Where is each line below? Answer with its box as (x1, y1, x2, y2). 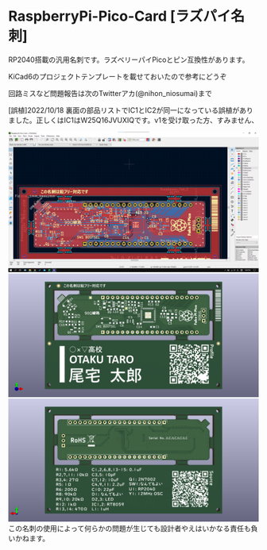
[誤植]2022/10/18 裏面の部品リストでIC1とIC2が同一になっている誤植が (8, 105, 240, 115)
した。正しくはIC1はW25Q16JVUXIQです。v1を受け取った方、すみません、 (14, 115, 259, 125)
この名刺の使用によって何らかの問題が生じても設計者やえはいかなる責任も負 (8, 523, 258, 533)
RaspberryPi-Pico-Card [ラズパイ (8, 7, 231, 25)
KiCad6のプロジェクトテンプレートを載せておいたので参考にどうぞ (8, 71, 227, 81)
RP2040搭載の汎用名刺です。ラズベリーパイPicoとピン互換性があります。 (8, 55, 250, 64)
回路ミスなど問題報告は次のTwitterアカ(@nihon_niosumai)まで (8, 88, 212, 98)
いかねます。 (8, 533, 50, 543)
